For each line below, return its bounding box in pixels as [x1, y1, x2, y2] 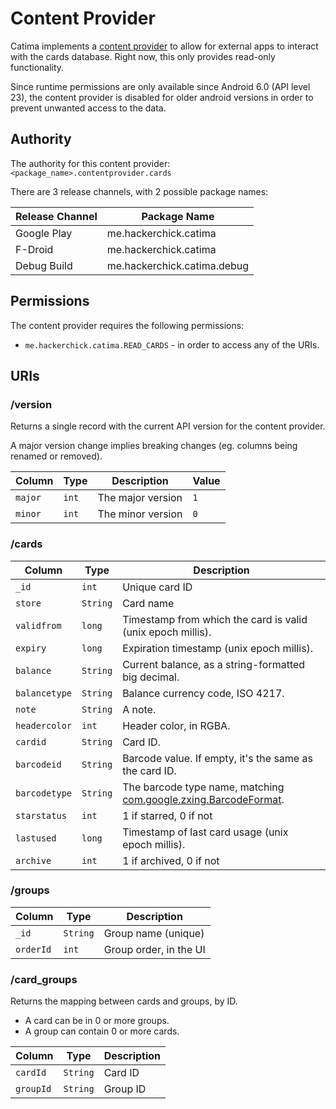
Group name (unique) [103, 926, 205, 940]
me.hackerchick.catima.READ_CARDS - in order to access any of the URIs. [24, 338, 320, 351]
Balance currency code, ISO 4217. [122, 686, 285, 700]
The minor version [97, 507, 183, 521]
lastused [15, 832, 57, 844]
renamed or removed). [10, 450, 103, 462]
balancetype [15, 687, 73, 699]
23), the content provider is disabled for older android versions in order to [10, 91, 314, 103]
